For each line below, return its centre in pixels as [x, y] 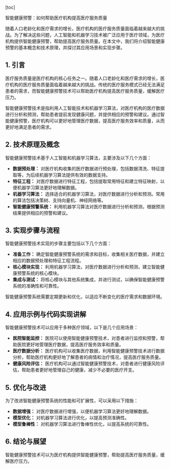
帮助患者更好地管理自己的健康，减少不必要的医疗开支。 [79, 370]
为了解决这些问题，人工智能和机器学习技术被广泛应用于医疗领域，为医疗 [89, 35]
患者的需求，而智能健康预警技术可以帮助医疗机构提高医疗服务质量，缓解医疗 [85, 91]
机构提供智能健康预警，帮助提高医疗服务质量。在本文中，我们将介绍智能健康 [85, 41]
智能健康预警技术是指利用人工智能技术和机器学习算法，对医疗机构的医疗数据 [85, 108]
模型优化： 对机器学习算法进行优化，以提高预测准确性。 [71, 418]
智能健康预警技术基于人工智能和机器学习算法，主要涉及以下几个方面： [78, 158]
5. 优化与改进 [26, 387]
